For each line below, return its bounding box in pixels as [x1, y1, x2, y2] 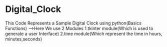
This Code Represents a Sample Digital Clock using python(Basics [5, 20, 141, 26]
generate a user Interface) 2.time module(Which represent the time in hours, [5, 30, 162, 36]
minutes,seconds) [5, 36, 42, 42]
